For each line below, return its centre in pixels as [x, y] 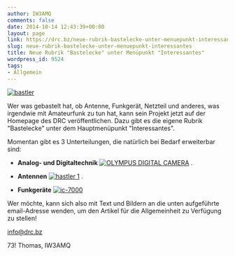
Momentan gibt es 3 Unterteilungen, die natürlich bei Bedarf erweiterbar [111, 141]
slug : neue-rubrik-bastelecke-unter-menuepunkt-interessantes [100, 46]
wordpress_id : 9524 [36, 59]
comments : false [31, 20]
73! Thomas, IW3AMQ [39, 245]
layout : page [26, 33]
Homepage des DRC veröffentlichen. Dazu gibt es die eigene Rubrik [105, 120]
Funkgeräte [34, 190]
